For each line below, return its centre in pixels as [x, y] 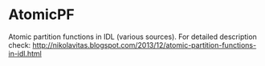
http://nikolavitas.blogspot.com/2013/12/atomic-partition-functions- [145, 45]
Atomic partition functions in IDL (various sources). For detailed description [132, 37]
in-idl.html [25, 53]
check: [20, 45]
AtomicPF [41, 15]
